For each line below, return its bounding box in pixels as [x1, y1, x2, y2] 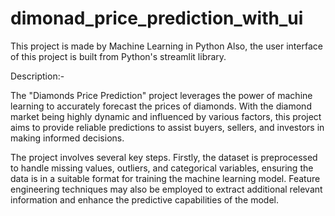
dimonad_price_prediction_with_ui [10, 7, 304, 30]
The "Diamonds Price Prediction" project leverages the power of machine [10, 89, 313, 101]
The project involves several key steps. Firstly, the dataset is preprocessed [10, 151, 318, 163]
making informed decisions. [10, 132, 125, 144]
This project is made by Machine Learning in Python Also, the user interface [10, 40, 323, 52]
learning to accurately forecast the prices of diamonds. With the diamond [10, 100, 312, 112]
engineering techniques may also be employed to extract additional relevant [10, 183, 323, 195]
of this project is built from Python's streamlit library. [10, 50, 227, 62]
